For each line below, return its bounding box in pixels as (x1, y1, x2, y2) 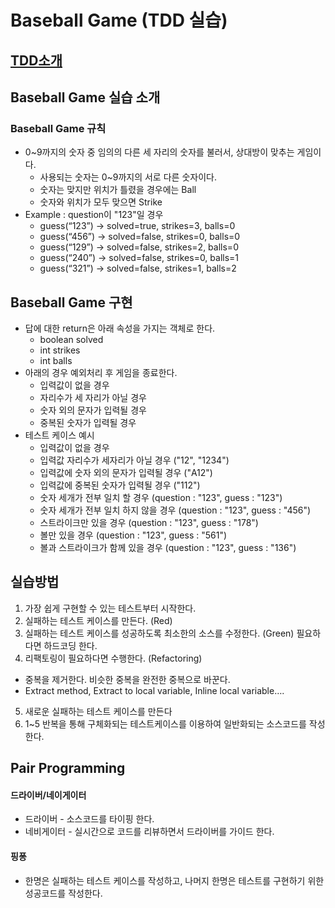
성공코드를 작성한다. (24, 887, 103, 899)
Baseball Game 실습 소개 (10, 89, 161, 106)
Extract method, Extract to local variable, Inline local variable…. (24, 684, 285, 696)
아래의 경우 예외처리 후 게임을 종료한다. (24, 367, 178, 379)
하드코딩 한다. (43, 639, 98, 651)
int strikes (39, 344, 81, 356)
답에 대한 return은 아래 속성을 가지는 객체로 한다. (24, 322, 216, 335)
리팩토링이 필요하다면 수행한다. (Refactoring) (24, 652, 203, 664)
